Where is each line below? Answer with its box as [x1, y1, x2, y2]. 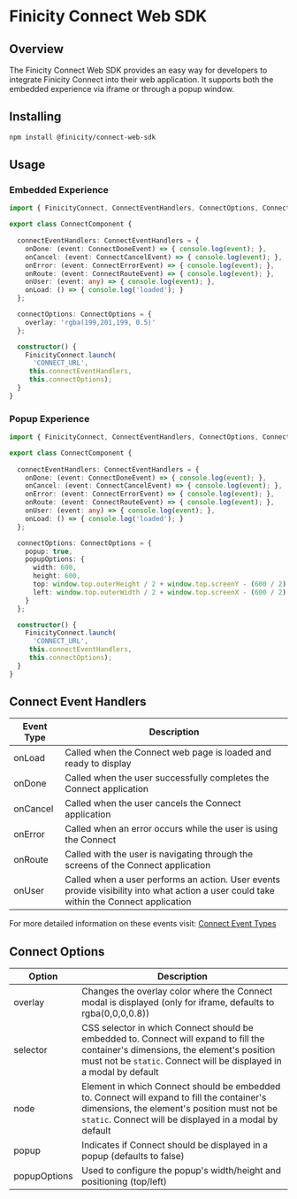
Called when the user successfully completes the [65, 772, 270, 784]
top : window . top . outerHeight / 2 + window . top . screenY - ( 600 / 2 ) [32, 580, 287, 589]
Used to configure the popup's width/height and [81, 1164, 281, 1177]
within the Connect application [65, 895, 192, 908]
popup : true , [25, 547, 73, 556]
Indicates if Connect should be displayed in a [81, 1139, 268, 1151]
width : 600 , [32, 564, 77, 573]
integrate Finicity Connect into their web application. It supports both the [9, 74, 274, 85]
